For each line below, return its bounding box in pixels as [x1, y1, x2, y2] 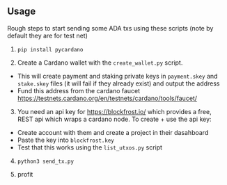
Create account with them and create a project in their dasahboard [17, 128, 209, 136]
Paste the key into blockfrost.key [17, 136, 115, 144]
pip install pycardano [17, 46, 84, 53]
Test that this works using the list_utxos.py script [17, 143, 162, 152]
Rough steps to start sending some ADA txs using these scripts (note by [7, 24, 214, 32]
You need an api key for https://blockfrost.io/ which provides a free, [17, 107, 212, 115]
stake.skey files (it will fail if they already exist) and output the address [17, 79, 220, 88]
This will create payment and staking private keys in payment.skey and [17, 72, 218, 80]
